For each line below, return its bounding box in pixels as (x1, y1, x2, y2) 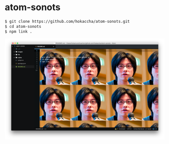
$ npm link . (5, 29, 32, 34)
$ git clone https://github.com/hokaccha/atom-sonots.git (5, 19, 130, 24)
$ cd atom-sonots (5, 24, 42, 29)
